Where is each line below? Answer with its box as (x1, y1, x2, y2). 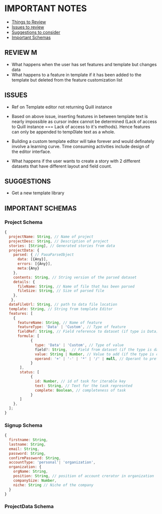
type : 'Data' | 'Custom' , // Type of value (35, 343, 124, 347)
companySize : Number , (13, 478, 57, 483)
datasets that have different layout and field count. (11, 163, 112, 169)
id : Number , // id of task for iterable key (35, 378, 126, 384)
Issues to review (11, 24, 44, 30)
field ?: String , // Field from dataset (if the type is (35, 347, 152, 352)
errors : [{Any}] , (17, 261, 53, 266)
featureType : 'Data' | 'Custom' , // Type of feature (17, 325, 126, 329)
